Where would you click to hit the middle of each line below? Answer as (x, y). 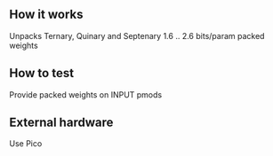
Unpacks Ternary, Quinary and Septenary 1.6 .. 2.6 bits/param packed (137, 35)
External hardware (61, 123)
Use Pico (26, 144)
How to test (41, 73)
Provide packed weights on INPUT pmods (86, 94)
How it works (46, 15)
